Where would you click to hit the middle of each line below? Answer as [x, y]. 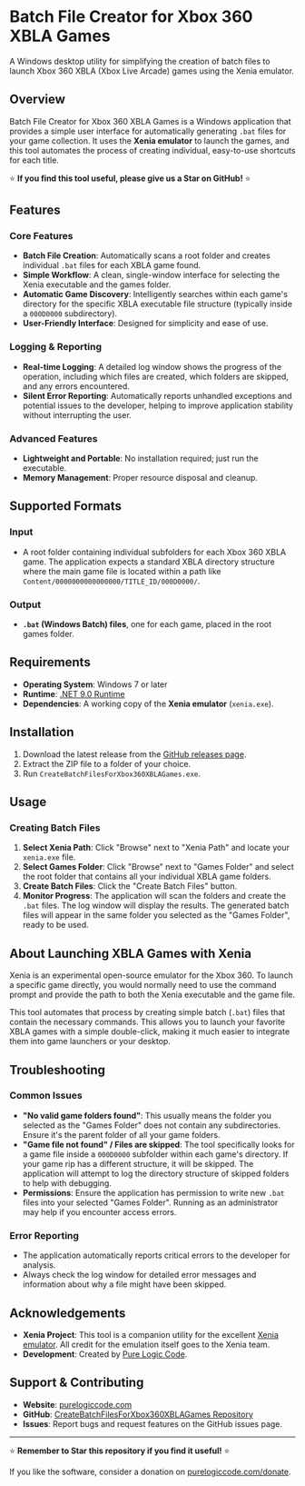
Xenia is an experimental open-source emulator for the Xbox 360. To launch [151, 975]
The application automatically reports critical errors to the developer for [156, 1255]
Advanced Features [54, 438]
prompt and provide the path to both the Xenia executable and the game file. [152, 995]
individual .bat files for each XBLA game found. [112, 265]
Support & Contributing [77, 1383]
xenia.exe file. [49, 857]
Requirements [50, 662]
